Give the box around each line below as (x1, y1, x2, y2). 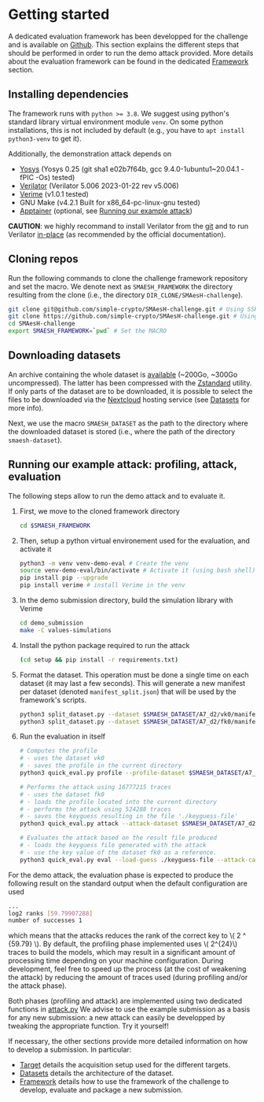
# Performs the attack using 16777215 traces (19, 783, 171, 791)
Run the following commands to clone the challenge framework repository (8, 273, 248, 282)
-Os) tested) (35, 172, 75, 182)
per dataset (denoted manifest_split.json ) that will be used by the (19, 687, 237, 696)
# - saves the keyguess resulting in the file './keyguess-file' (19, 813, 238, 820)
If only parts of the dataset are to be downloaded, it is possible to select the (8, 386, 253, 396)
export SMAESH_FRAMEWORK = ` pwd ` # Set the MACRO (8, 327, 167, 335)
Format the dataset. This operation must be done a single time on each (19, 670, 249, 680)
